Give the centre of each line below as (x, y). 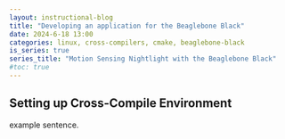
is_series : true (39, 51)
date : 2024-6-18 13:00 (51, 34)
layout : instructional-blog (61, 17)
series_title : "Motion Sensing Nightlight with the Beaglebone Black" (143, 59)
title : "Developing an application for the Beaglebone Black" (127, 26)
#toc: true (29, 68)
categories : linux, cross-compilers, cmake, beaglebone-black (127, 42)
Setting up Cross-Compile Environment (121, 103)
